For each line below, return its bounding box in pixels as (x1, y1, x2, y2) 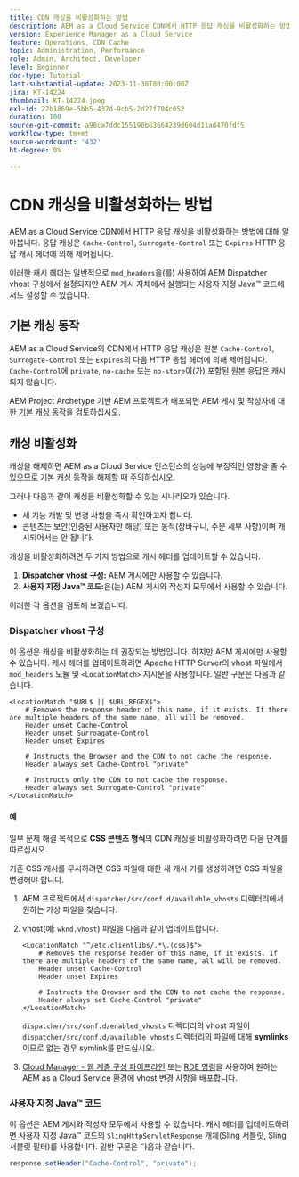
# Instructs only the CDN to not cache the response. (25, 776, 229, 785)
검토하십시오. (75, 407, 122, 417)
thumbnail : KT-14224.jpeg (9, 95, 105, 105)
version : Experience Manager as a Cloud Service (9, 29, 193, 38)
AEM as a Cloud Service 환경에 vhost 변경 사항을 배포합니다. (21, 1072, 238, 1083)
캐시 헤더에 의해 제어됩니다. (18, 248, 114, 259)
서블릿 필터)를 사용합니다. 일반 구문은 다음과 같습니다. (9, 1140, 196, 1151)
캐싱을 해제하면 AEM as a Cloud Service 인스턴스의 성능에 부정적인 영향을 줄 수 (9, 461, 287, 472)
